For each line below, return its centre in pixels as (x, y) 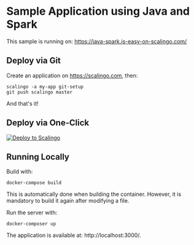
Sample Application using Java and (98, 11)
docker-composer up (31, 224)
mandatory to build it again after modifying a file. (68, 201)
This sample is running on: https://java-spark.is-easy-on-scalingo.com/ (97, 41)
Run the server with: (32, 212)
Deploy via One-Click (48, 123)
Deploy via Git (34, 60)
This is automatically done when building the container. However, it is (94, 194)
